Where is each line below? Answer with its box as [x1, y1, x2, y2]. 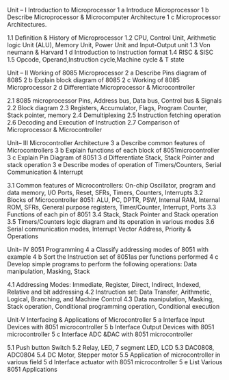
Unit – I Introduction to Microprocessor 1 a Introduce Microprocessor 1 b [7, 6, 210, 14]
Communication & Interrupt [7, 168, 83, 176]
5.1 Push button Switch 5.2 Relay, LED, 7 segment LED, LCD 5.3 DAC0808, [7, 344, 215, 351]
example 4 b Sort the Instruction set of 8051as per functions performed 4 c [7, 253, 219, 261]
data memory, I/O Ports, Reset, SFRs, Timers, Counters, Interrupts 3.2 [7, 188, 204, 197]
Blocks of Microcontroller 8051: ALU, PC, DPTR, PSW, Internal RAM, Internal [7, 196, 220, 204]
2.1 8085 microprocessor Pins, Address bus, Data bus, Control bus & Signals [7, 97, 222, 105]
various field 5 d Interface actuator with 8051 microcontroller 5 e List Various [7, 358, 223, 366]
